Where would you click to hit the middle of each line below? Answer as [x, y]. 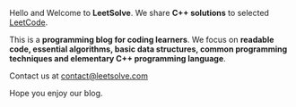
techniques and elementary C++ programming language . [118, 58]
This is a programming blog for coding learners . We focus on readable [142, 40]
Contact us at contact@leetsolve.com [79, 76]
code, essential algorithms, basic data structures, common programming [148, 49]
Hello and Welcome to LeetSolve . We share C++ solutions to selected [139, 13]
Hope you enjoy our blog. [56, 93]
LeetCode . [29, 22]
